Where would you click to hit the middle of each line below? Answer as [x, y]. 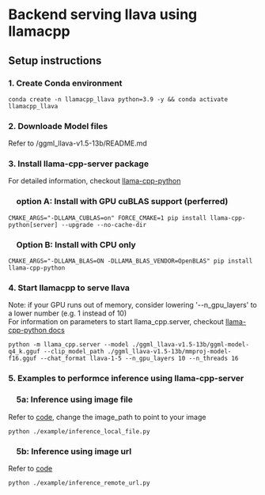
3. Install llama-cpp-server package [78, 164]
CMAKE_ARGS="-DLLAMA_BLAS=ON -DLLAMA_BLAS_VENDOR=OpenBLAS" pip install [131, 261]
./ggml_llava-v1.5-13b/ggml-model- [190, 345]
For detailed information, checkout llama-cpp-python [95, 181]
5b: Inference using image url [74, 451]
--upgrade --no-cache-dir [104, 225]
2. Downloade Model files [58, 126]
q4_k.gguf [25, 352]
